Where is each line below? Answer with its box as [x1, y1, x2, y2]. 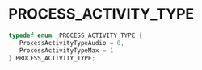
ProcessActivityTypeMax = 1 [19, 46, 114, 55]
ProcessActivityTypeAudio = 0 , [19, 39, 125, 47]
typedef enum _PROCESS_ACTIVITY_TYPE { [8, 31, 143, 39]
